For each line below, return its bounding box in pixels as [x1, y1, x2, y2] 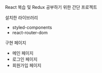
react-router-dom [12, 30, 48, 35]
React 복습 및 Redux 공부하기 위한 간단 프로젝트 [5, 4, 97, 10]
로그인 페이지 [12, 56, 38, 62]
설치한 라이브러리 [5, 15, 38, 21]
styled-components [12, 24, 52, 30]
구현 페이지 [5, 40, 26, 46]
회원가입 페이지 [12, 63, 42, 68]
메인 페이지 [12, 50, 34, 56]
